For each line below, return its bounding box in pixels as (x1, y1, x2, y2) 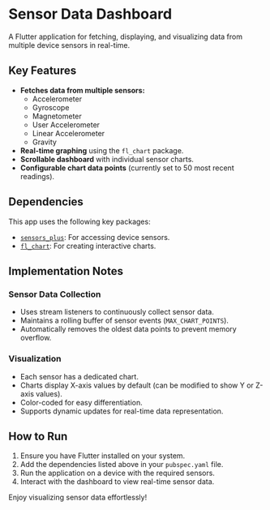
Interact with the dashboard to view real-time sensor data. (19, 477, 215, 486)
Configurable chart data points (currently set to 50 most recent (19, 163, 234, 173)
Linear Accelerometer (32, 128, 105, 138)
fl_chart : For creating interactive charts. (19, 241, 156, 251)
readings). (19, 171, 55, 181)
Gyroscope (32, 102, 70, 112)
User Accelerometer (32, 119, 100, 130)
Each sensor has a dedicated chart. (19, 371, 139, 381)
